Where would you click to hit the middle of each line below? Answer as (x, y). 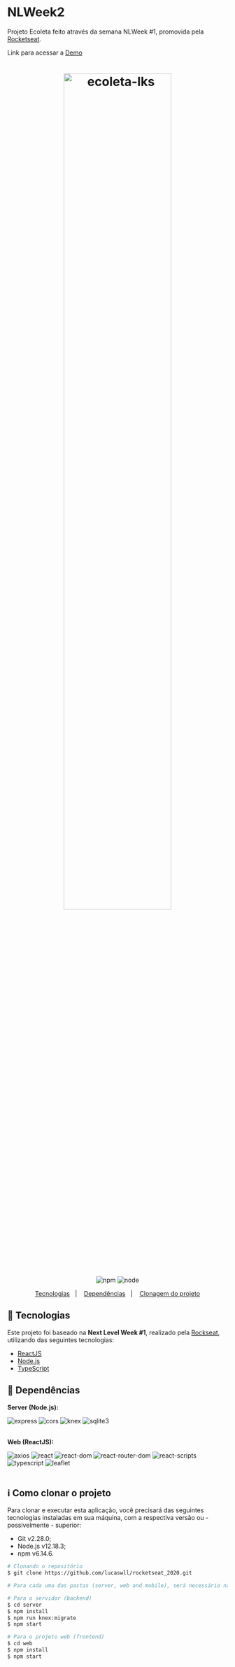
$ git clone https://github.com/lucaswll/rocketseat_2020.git (100, 1573)
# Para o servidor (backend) (50, 1598)
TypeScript (33, 1368)
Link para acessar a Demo (45, 53)
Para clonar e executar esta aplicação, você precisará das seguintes (106, 1510)
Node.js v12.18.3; (42, 1546)
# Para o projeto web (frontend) (56, 1637)
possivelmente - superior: (44, 1525)
